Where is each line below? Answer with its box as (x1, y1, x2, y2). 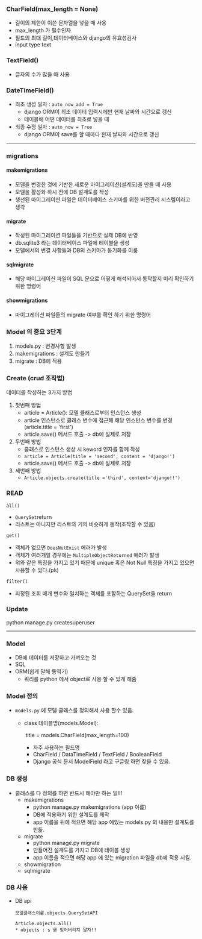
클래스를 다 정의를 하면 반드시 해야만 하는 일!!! (14, 789, 123, 797)
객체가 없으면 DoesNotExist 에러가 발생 (14, 544, 107, 551)
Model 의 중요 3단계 (6, 327, 62, 336)
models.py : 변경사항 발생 (14, 342, 76, 350)
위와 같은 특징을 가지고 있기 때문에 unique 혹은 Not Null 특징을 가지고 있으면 (14, 559, 195, 566)
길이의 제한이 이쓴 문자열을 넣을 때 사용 (14, 19, 107, 27)
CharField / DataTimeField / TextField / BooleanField (32, 751, 162, 758)
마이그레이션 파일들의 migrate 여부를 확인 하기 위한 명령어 (14, 311, 151, 318)
